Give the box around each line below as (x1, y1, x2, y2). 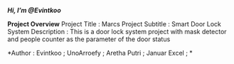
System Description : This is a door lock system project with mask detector (7, 28, 227, 36)
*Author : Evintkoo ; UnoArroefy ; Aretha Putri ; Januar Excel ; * (7, 49, 193, 57)
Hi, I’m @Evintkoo (7, 6, 62, 14)
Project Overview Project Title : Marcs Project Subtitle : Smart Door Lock (7, 20, 222, 28)
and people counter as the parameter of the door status (7, 35, 171, 43)
